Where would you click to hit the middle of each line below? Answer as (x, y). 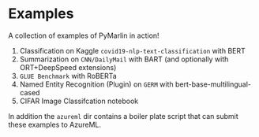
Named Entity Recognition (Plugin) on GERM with (96, 84)
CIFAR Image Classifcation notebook (79, 101)
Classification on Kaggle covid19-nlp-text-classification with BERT (133, 50)
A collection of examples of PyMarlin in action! (84, 35)
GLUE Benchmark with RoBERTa (68, 76)
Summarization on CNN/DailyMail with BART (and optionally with (124, 59)
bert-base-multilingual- (213, 84)
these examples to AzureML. (54, 124)
